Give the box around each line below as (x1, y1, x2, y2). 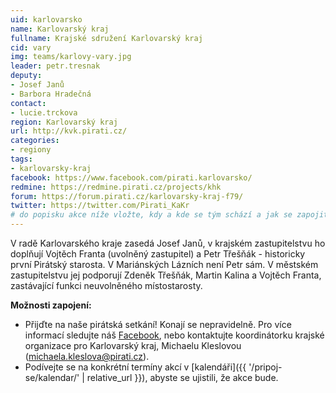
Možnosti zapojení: (10, 299, 92, 311)
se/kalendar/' (24, 372, 80, 383)
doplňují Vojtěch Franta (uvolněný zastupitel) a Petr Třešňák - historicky (10, 248, 306, 260)
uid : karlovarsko (10, 14, 83, 25)
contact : (10, 98, 47, 108)
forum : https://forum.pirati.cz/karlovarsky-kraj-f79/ (10, 191, 244, 201)
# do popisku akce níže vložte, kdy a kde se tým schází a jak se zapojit (10, 210, 329, 220)
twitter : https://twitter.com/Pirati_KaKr (10, 201, 190, 211)
